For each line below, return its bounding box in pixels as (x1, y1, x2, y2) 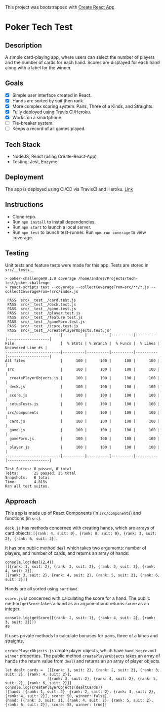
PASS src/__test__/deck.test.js (7, 302, 77, 307)
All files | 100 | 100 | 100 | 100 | (5, 358, 161, 363)
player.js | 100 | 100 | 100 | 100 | (9, 445, 161, 449)
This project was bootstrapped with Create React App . (5, 4, 116, 10)
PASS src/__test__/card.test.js (7, 298, 77, 303)
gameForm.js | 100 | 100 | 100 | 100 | (9, 436, 161, 441)
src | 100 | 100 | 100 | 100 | (7, 367, 161, 372)
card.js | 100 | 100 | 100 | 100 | (9, 419, 161, 424)
